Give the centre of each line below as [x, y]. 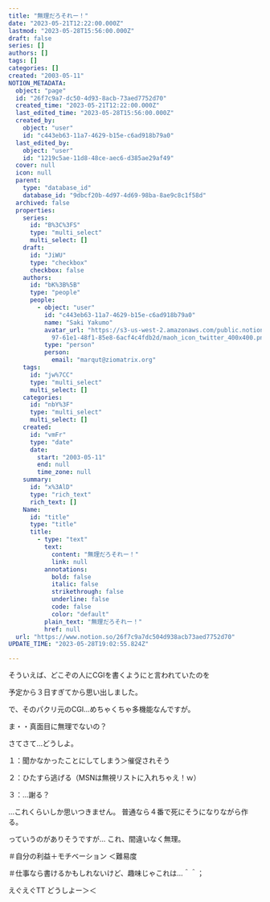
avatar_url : [64, 330]
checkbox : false [57, 270]
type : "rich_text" [60, 494]
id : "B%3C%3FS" [55, 225]
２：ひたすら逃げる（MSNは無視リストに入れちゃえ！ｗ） [104, 778]
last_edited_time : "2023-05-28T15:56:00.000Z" [95, 113]
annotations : [66, 569]
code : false [71, 607]
